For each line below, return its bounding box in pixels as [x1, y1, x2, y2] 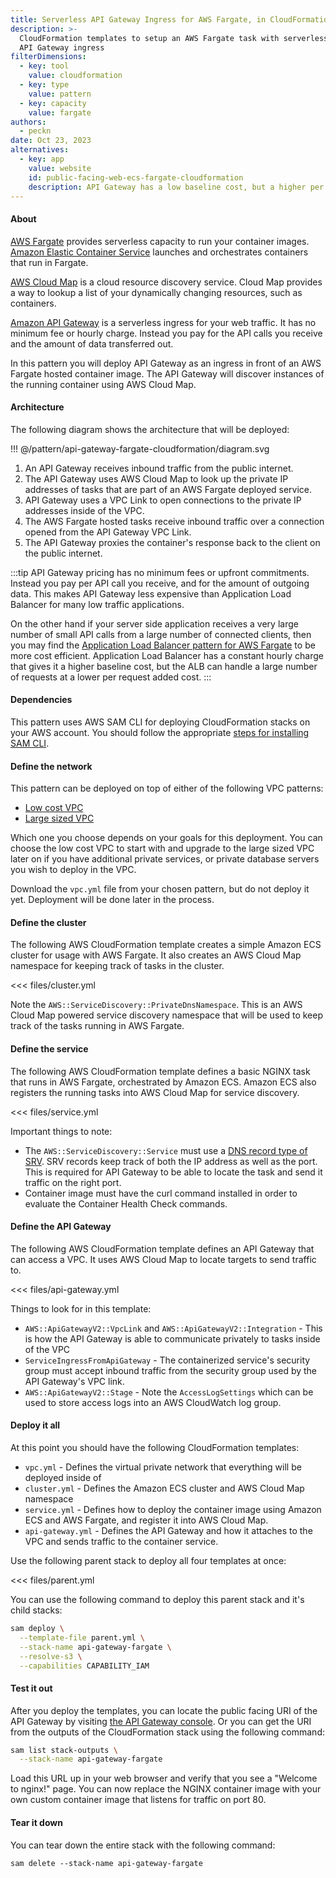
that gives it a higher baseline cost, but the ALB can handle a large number [10, 660, 318, 672]
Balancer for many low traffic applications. [10, 598, 185, 610]
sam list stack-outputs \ [10, 1745, 118, 1755]
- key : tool [19, 61, 70, 71]
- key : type [19, 80, 70, 90]
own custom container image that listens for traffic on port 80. [10, 1794, 267, 1806]
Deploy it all [10, 1419, 61, 1431]
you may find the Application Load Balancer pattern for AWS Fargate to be [10, 639, 316, 651]
